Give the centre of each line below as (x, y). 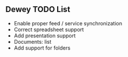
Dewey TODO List (38, 9)
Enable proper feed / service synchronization (68, 23)
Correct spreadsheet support (49, 29)
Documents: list (33, 41)
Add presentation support (45, 35)
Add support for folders (42, 48)
